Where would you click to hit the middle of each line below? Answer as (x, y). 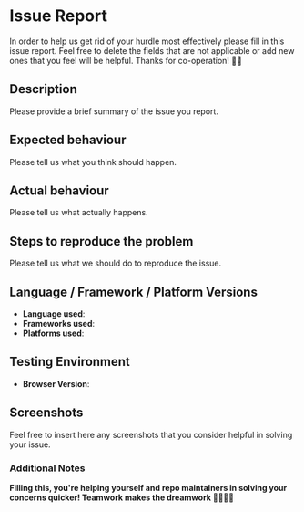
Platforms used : (53, 333)
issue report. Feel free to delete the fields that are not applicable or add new (152, 50)
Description (43, 89)
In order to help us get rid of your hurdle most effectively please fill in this (147, 41)
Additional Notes (47, 468)
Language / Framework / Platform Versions (133, 292)
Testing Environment (70, 362)
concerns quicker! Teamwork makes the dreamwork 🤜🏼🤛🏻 (122, 497)
